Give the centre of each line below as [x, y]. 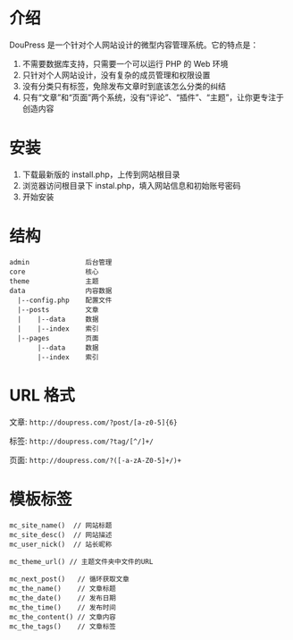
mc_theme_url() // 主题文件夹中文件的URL [81, 561]
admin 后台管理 [61, 262]
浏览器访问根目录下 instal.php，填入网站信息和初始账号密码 [131, 185]
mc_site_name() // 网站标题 [61, 525]
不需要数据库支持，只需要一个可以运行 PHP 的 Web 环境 [125, 63]
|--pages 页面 [58, 338]
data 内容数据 [61, 291]
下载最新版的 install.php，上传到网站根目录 [101, 174]
